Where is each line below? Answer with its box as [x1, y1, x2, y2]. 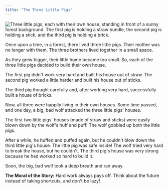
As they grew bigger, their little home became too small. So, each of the [5, 56, 153, 63]
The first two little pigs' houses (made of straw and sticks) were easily [5, 116, 150, 123]
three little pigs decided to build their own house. [5, 62, 106, 68]
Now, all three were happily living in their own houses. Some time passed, [5, 101, 157, 108]
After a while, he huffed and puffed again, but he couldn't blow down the [5, 137, 155, 143]
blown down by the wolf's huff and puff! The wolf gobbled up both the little [5, 122, 160, 128]
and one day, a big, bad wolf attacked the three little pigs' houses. [5, 107, 141, 113]
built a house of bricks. [5, 92, 53, 98]
